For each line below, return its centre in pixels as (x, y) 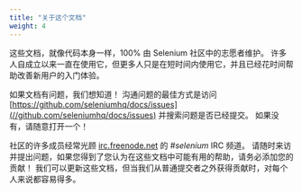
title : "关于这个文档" (48, 18)
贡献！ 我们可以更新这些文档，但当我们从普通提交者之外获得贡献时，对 (141, 168)
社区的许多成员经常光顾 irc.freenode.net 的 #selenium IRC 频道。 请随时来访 (151, 145)
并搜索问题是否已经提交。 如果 (215, 115)
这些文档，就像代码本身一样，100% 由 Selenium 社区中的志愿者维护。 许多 (148, 53)
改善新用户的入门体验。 (60, 75)
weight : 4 (28, 26)
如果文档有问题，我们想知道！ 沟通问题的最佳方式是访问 (113, 94)
